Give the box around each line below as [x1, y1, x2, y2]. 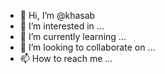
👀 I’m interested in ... [19, 20, 105, 32]
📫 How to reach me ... [19, 53, 113, 64]
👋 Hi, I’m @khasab [19, 10, 96, 21]
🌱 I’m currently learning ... [19, 31, 127, 42]
